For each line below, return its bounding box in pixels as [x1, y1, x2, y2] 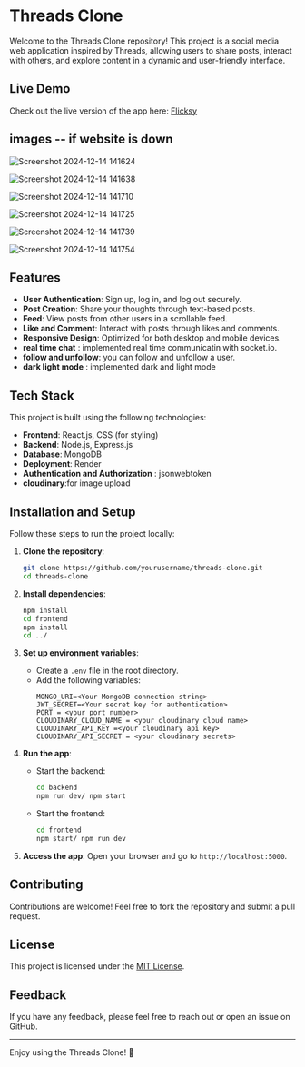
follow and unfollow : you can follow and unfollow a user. [22, 351, 236, 363]
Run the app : [22, 748, 73, 759]
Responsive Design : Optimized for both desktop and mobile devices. [22, 332, 281, 343]
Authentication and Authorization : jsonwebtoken [22, 469, 212, 479]
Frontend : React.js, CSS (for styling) [22, 430, 159, 440]
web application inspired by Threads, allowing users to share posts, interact [9, 44, 292, 55]
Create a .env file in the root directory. [35, 665, 179, 677]
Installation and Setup [9, 504, 136, 519]
